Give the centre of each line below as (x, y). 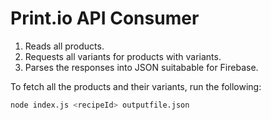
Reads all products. (64, 46)
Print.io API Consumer (105, 18)
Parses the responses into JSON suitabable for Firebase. (141, 67)
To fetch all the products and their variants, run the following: (136, 86)
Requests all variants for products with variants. (123, 56)
